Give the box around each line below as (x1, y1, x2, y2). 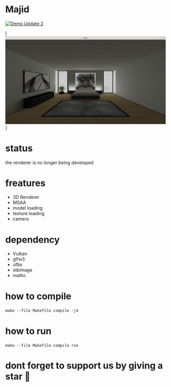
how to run (5, 325, 52, 337)
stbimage (12, 267, 33, 273)
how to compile (5, 290, 72, 302)
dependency (5, 234, 60, 245)
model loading (12, 205, 43, 211)
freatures (5, 177, 46, 189)
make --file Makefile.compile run (5, 343, 79, 348)
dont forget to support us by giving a (5, 360, 163, 372)
